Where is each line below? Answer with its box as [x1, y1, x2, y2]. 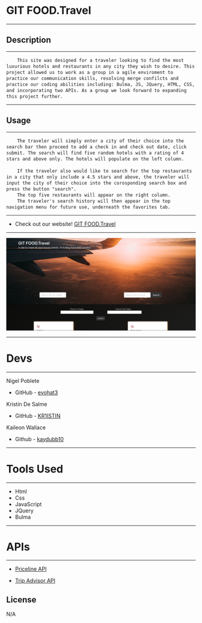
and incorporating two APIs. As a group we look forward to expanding [6, 87, 187, 93]
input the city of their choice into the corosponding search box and [6, 180, 187, 186]
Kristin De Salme [6, 400, 47, 408]
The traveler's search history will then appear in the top [17, 198, 171, 204]
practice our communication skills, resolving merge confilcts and [6, 75, 179, 81]
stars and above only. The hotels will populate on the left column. [6, 156, 185, 162]
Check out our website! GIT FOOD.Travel [14, 220, 116, 228]
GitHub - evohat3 [14, 389, 58, 396]
